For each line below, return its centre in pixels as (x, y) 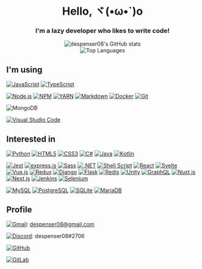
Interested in (31, 139)
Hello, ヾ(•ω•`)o (103, 11)
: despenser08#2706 (58, 236)
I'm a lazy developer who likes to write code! (103, 31)
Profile (19, 210)
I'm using (24, 70)
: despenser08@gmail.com (60, 224)
